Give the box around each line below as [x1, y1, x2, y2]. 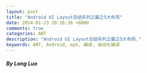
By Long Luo [6, 60, 37, 67]
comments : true [6, 25, 44, 31]
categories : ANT [6, 31, 46, 37]
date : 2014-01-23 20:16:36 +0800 [6, 20, 89, 26]
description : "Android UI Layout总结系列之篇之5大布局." [6, 36, 142, 42]
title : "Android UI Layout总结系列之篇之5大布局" [6, 14, 123, 20]
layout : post [6, 8, 39, 15]
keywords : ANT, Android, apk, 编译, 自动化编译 [6, 42, 120, 48]
